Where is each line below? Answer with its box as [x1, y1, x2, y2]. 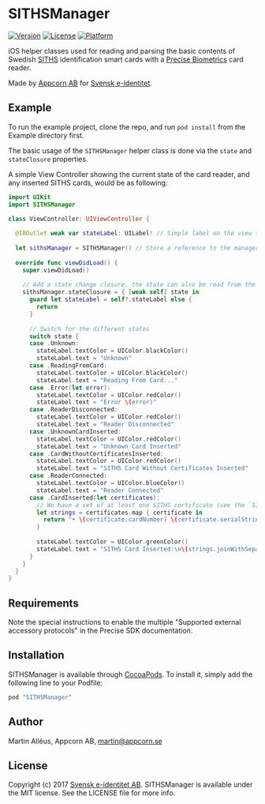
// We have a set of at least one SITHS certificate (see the [36, 501, 245, 509]
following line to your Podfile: [8, 678, 103, 687]
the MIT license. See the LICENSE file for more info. [8, 788, 176, 798]
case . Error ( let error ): [28, 384, 111, 392]
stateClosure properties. [8, 154, 88, 163]
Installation [8, 648, 65, 662]
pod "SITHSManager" [8, 693, 73, 701]
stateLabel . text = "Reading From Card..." [36, 376, 178, 384]
